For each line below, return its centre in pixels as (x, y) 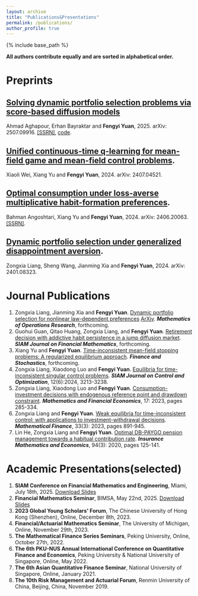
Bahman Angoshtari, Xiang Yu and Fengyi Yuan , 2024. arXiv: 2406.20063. (97, 217)
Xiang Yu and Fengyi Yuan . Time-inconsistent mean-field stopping (97, 350)
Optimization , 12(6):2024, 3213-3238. (61, 381)
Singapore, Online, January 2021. (55, 573)
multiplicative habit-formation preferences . (88, 203)
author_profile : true (33, 28)
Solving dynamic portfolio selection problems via (99, 103)
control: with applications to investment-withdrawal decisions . (90, 420)
